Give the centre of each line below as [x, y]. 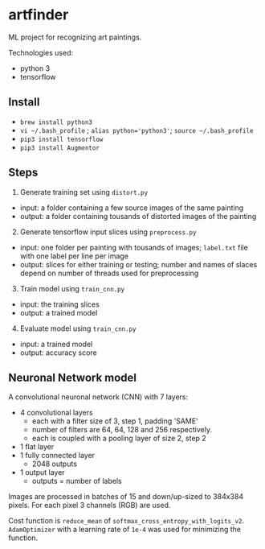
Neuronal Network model [73, 377]
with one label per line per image [74, 256]
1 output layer [43, 473]
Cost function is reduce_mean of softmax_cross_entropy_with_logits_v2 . [126, 521]
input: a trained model [56, 344]
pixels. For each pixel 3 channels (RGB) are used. [90, 506]
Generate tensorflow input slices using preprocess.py [108, 232]
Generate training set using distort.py [84, 192]
